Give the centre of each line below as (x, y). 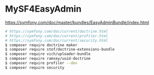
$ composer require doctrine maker (41, 45)
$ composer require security (35, 67)
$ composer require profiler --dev (41, 63)
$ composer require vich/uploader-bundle (48, 54)
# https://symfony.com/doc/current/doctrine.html (57, 31)
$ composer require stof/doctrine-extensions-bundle (60, 50)
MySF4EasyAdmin (43, 9)
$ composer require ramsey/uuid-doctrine (48, 59)
